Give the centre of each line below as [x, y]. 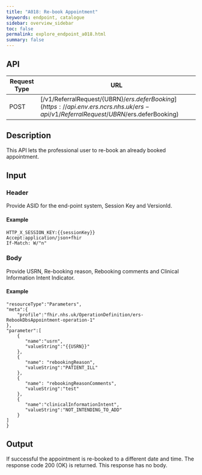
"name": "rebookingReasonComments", [71, 384]
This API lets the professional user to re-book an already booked [86, 150]
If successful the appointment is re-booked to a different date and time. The [100, 459]
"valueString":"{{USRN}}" [57, 347]
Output [20, 444]
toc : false [20, 29]
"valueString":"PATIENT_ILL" [61, 368]
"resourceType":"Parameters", [44, 304]
